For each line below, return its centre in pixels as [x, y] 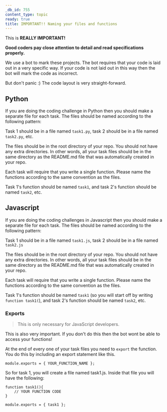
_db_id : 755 [17, 10]
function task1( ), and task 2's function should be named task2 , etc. [75, 300]
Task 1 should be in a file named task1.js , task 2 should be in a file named [82, 240]
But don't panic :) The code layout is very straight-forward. [66, 83]
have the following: [25, 378]
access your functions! [29, 339]
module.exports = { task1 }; [35, 405]
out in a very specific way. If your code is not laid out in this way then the [80, 68]
